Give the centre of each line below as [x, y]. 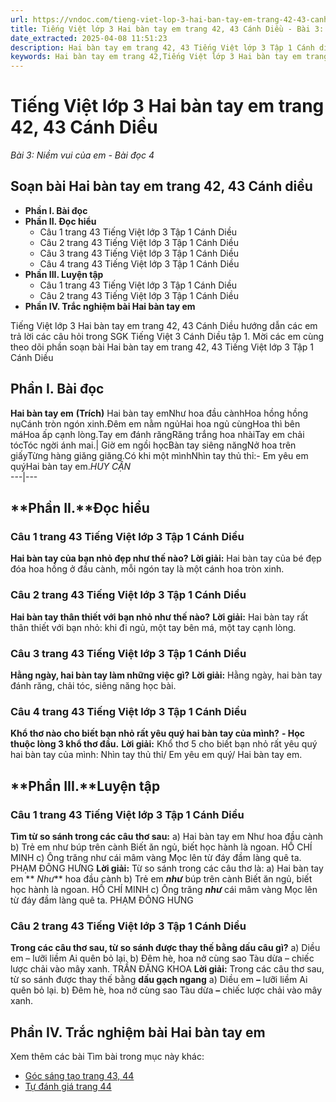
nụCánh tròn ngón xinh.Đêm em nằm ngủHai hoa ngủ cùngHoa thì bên [155, 423]
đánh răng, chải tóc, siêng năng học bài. [93, 685]
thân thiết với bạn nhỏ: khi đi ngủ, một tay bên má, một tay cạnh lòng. [153, 627]
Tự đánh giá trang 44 [68, 1087]
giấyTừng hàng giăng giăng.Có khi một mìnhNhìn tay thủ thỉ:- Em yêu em [159, 455]
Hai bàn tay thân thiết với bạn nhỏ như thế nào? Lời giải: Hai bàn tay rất [159, 617]
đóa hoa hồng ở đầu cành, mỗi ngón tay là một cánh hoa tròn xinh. [147, 569]
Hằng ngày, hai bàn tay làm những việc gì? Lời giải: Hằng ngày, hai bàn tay [166, 675]
